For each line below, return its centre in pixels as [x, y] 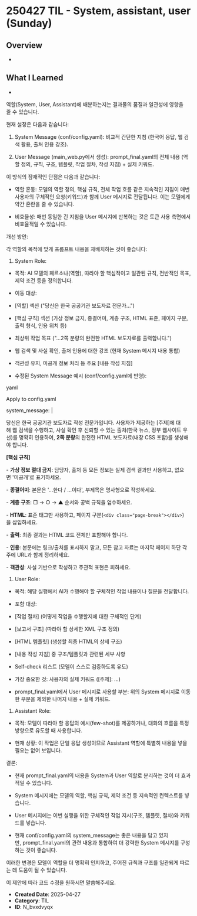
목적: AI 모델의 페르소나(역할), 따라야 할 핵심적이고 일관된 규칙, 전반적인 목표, [103, 273]
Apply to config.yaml [31, 399]
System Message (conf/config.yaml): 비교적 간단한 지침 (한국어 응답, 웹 [98, 136]
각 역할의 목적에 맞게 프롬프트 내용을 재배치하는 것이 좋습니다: [77, 249]
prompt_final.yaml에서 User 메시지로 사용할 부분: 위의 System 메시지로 [97, 692]
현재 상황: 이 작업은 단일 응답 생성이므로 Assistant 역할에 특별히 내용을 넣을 [101, 743]
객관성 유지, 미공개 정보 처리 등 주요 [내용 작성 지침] [74, 363]
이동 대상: [26, 293]
